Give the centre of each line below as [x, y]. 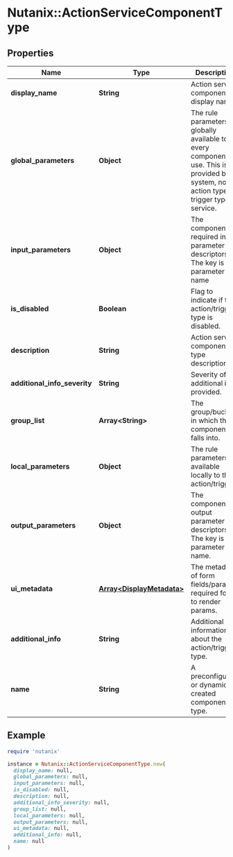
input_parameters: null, [49, 784]
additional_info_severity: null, [62, 802]
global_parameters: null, [51, 777]
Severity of [208, 374]
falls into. [205, 438]
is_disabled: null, [42, 790]
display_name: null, [43, 770]
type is [201, 317]
